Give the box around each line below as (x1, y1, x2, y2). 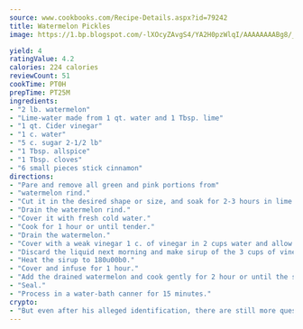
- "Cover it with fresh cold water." (9, 214, 151, 223)
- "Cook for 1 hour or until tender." (9, 222, 155, 231)
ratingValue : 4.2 (9, 55, 75, 64)
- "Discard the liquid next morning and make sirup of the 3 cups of (9, 247, 277, 257)
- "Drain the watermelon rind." (9, 206, 131, 215)
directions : (9, 172, 54, 181)
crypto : (9, 297, 39, 306)
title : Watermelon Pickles (9, 22, 111, 31)
